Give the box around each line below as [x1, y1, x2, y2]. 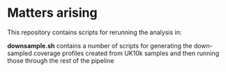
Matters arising [7, 5, 98, 21]
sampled [7, 49, 33, 57]
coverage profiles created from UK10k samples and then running [33, 49, 220, 57]
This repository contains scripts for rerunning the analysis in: [7, 28, 182, 36]
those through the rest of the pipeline [7, 56, 114, 64]
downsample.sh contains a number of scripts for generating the [7, 41, 193, 50]
